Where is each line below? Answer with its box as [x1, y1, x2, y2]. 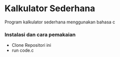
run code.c [11, 47, 34, 54]
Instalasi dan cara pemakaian [4, 31, 76, 38]
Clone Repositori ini [11, 42, 51, 48]
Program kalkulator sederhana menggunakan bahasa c [4, 19, 116, 25]
